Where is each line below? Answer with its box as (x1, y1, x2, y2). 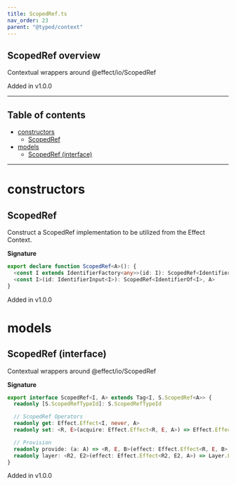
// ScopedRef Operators (13, 413, 83, 420)
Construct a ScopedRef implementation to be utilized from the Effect (7, 228, 206, 236)
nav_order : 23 (7, 17, 49, 24)
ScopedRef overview (7, 49, 100, 61)
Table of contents (7, 109, 86, 121)
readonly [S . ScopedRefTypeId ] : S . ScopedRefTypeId (13, 400, 162, 407)
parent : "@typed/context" (7, 23, 83, 30)
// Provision (13, 438, 52, 446)
